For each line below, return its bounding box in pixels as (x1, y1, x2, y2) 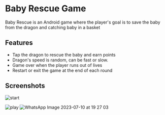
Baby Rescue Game (5, 3, 86, 14)
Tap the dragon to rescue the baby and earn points (12, 52, 116, 57)
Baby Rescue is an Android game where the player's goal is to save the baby (5, 19, 161, 25)
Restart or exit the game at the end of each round (12, 67, 113, 73)
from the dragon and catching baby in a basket (5, 24, 100, 30)
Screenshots (5, 82, 45, 90)
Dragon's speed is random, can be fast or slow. (12, 57, 108, 63)
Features (5, 39, 33, 47)
